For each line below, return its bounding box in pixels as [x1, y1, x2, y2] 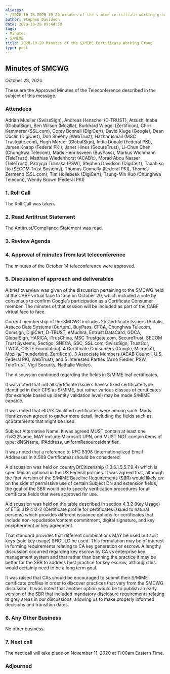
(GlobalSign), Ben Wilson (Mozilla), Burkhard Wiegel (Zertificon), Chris [5, 122, 152, 129]
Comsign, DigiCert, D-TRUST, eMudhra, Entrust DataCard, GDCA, [5, 329, 142, 335]
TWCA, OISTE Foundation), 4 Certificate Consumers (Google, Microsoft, [5, 345, 156, 351]
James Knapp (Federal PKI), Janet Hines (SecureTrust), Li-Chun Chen [5, 144, 151, 150]
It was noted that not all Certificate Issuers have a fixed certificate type [5, 381, 153, 387]
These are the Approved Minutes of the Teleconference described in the [5, 87, 156, 94]
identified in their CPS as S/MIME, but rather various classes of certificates [5, 387, 161, 393]
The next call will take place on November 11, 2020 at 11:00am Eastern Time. [5, 650, 164, 656]
